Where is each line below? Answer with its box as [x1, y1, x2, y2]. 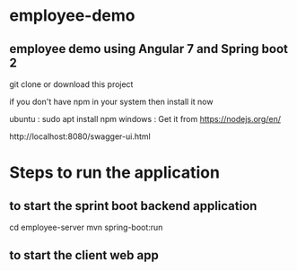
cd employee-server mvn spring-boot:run [9, 222, 163, 232]
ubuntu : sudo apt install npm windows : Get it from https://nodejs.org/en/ [9, 114, 281, 124]
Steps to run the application [9, 162, 220, 183]
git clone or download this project [9, 79, 134, 90]
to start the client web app [9, 248, 159, 263]
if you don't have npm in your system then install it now [9, 96, 214, 107]
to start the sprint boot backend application [9, 198, 258, 214]
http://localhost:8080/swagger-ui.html [9, 131, 151, 142]
